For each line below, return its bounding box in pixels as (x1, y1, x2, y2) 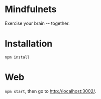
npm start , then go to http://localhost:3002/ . (5, 88, 96, 94)
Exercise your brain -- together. (5, 20, 70, 26)
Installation (5, 38, 53, 49)
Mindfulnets (5, 4, 57, 15)
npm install (5, 55, 30, 60)
